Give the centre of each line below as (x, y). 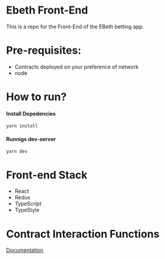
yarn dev (17, 152)
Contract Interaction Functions (83, 234)
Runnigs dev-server (31, 139)
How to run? (36, 97)
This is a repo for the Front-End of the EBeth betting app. (75, 27)
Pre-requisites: (44, 50)
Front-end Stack (47, 175)
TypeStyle (27, 210)
